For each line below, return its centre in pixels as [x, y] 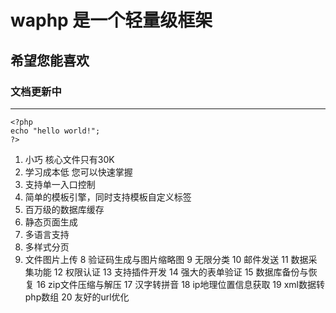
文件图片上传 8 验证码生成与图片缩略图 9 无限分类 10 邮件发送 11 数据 [166, 259]
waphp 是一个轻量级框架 [111, 20]
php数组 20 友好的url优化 [77, 297]
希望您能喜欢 [50, 60]
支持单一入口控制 [60, 184]
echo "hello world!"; [55, 131]
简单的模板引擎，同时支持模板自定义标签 [108, 197]
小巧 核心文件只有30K [69, 159]
